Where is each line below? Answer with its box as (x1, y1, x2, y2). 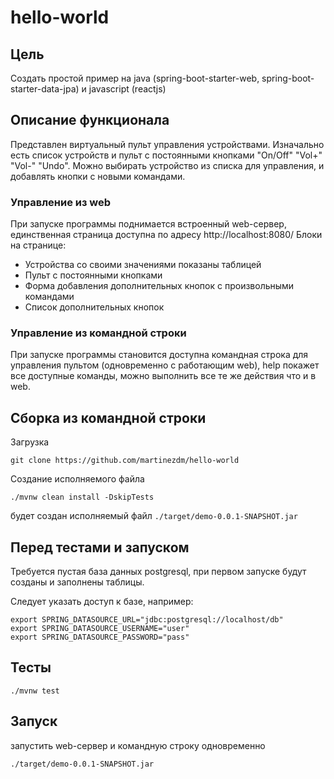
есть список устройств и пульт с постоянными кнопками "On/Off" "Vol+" (10, 149, 323, 161)
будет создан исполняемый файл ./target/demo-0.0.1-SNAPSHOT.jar (10, 510, 298, 522)
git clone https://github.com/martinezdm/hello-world (10, 456, 240, 466)
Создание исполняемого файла (10, 473, 145, 485)
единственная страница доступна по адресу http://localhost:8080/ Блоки (10, 229, 323, 241)
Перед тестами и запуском (10, 539, 190, 556)
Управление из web (10, 195, 112, 209)
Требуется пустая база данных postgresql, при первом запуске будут (10, 566, 307, 578)
